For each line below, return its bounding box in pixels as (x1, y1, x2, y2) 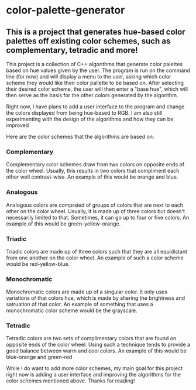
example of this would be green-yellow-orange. (6, 220, 121, 227)
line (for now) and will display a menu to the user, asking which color (6, 73, 171, 80)
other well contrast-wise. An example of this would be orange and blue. (6, 173, 178, 180)
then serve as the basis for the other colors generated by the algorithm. (6, 92, 178, 98)
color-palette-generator (6, 4, 125, 17)
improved (6, 122, 29, 129)
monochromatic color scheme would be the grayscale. (6, 307, 137, 314)
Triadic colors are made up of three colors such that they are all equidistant (6, 248, 187, 255)
